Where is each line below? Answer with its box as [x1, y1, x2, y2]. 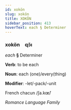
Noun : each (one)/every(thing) [5, 71, 67, 77]
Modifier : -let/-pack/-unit [5, 81, 57, 87]
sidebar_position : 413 [5, 20, 51, 26]
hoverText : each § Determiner [5, 25, 67, 30]
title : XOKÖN [5, 16, 32, 21]
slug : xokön [5, 12, 29, 17]
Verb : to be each [5, 62, 39, 68]
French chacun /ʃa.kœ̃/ [5, 90, 51, 96]
